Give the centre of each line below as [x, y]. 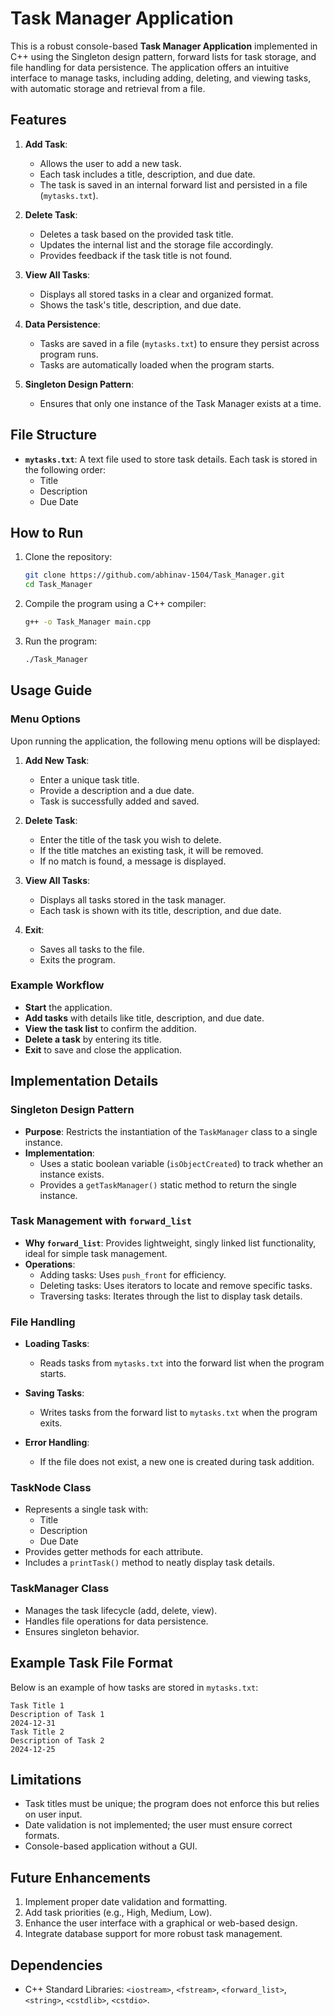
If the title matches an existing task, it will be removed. [151, 850]
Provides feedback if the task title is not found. [136, 255]
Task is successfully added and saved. [119, 801]
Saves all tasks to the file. [92, 949]
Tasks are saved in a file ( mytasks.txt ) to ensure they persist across [179, 343]
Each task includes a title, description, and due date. [147, 174]
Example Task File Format [91, 1663]
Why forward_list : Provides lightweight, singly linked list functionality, [170, 1243]
